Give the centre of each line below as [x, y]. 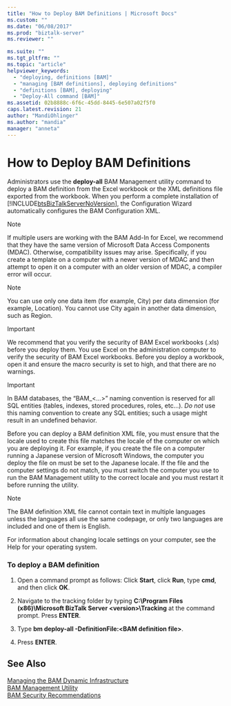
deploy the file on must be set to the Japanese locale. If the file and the [108, 463]
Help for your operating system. [52, 547]
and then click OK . [43, 587]
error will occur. [29, 274]
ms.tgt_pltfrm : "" [33, 58]
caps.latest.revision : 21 [44, 110]
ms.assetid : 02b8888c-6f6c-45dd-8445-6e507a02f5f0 [81, 103]
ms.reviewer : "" [30, 39]
